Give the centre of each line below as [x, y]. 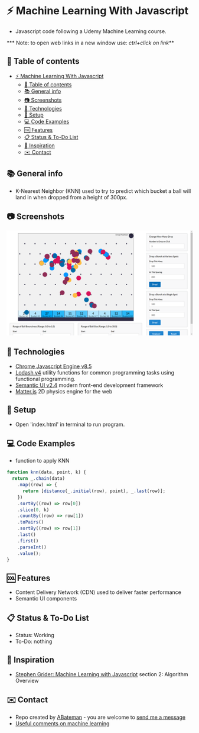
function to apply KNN [42, 461]
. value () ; [30, 553]
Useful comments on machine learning [62, 723]
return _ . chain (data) [39, 479]
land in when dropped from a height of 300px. [71, 197]
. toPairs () [31, 522]
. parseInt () [32, 547]
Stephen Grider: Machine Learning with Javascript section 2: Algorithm [102, 674]
